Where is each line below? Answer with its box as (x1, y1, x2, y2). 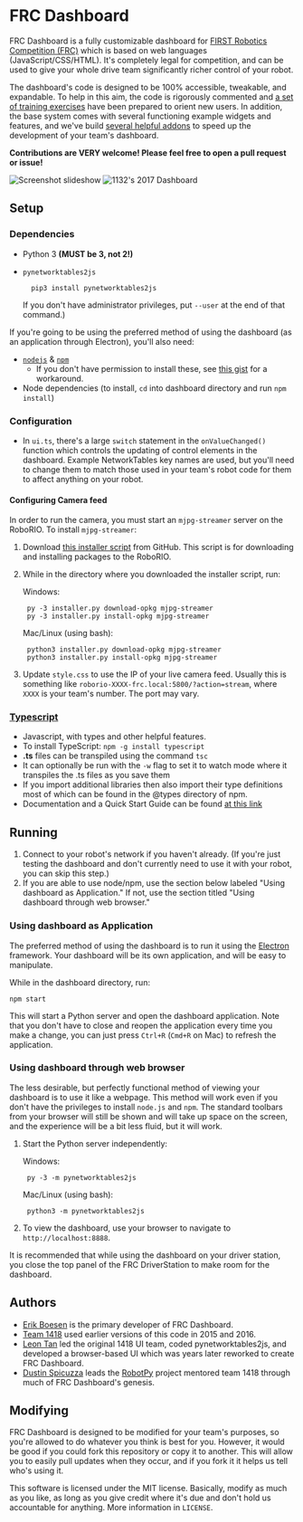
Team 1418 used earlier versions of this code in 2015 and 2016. (22, 1328, 256, 1339)
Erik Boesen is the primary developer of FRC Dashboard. (22, 1318, 233, 1330)
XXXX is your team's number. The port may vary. (22, 689, 200, 699)
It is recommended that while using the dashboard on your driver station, (9, 1250, 281, 1260)
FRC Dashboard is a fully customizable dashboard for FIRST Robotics (9, 35, 268, 46)
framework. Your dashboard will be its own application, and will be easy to (9, 949, 287, 960)
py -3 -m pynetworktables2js (26, 1173, 137, 1182)
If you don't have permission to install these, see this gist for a (35, 363, 268, 374)
